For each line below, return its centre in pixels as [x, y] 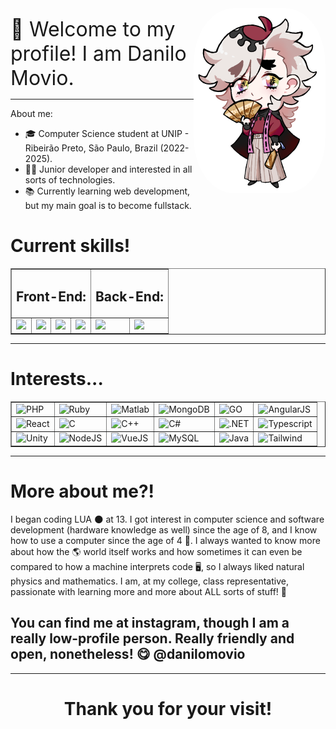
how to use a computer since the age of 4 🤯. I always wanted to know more [165, 540]
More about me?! [82, 491]
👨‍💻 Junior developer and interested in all [108, 169]
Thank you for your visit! [168, 708]
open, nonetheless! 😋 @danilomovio [128, 654]
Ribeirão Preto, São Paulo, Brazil [91, 148]
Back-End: [129, 297]
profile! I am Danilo [98, 53]
